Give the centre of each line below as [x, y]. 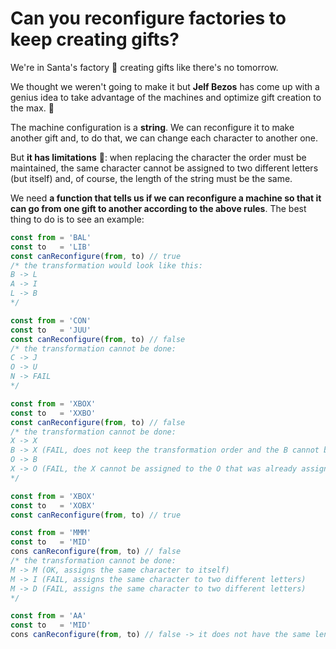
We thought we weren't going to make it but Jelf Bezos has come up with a [165, 86]
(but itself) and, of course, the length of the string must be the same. [151, 178]
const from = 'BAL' [51, 237]
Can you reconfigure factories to [148, 18]
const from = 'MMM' [51, 533]
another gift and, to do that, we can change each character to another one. [164, 138]
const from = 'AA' [48, 616]
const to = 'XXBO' [53, 413]
